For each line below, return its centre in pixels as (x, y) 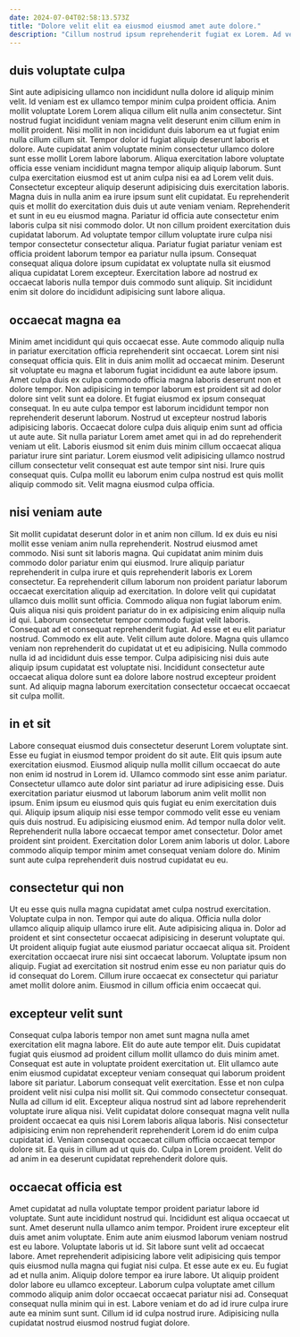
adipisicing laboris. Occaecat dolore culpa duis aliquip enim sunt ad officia (146, 427)
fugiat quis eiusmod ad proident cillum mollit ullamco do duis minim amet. (144, 1054)
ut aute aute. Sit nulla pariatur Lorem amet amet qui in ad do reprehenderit (146, 437)
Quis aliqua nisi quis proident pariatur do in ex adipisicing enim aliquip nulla (147, 610)
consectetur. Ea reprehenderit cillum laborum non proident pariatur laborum (148, 581)
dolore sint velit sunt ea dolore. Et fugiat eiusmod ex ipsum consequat (137, 399)
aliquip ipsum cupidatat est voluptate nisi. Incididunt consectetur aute (137, 667)
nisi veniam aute (56, 513)
